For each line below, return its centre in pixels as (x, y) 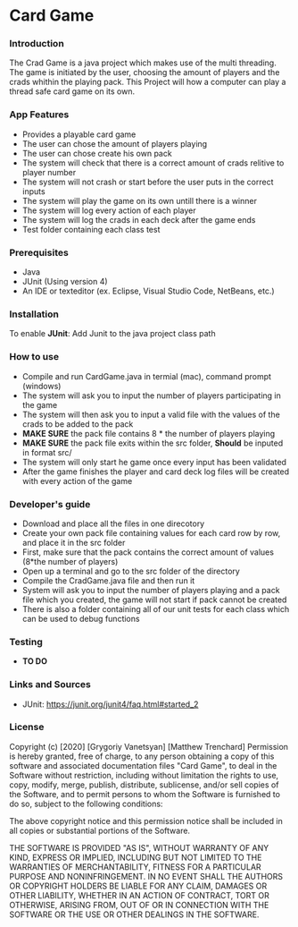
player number (49, 172)
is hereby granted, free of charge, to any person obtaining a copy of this (142, 756)
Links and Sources (50, 685)
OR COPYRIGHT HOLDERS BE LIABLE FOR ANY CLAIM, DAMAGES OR (138, 886)
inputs (34, 191)
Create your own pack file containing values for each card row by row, (151, 532)
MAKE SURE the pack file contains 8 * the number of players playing (149, 433)
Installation (34, 314)
